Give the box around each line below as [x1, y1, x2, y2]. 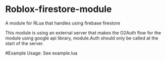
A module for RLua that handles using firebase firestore [5, 20, 120, 26]
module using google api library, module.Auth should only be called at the [5, 35, 158, 41]
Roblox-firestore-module [5, 3, 112, 15]
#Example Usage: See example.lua [5, 50, 78, 56]
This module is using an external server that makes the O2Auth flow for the [5, 29, 161, 35]
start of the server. [5, 40, 44, 46]
